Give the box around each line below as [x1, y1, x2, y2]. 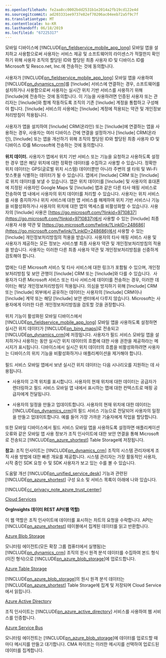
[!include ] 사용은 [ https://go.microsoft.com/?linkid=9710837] [14, 210, 137, 215]
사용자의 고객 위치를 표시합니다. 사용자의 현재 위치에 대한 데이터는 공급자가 [12, 378, 157, 384]
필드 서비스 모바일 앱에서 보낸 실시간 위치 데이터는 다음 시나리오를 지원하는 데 [5, 362, 155, 367]
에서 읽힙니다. [5, 588, 32, 594]
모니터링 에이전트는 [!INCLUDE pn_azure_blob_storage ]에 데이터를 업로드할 [5, 635, 153, 641]
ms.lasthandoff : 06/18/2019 [5, 26, 63, 31]
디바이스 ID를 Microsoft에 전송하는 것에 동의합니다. [5, 142, 105, 148]
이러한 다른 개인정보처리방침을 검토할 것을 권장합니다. [22, 301, 126, 307]
